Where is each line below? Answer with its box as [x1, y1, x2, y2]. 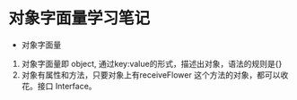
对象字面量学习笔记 [8, 8, 151, 29]
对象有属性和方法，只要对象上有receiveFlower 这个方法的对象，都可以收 [21, 69, 289, 80]
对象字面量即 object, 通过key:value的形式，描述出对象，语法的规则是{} [21, 58, 283, 69]
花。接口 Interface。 [21, 80, 97, 91]
